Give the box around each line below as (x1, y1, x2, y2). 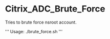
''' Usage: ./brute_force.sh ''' (5, 28, 63, 34)
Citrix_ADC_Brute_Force (5, 3, 106, 14)
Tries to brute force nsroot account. (5, 19, 77, 25)
